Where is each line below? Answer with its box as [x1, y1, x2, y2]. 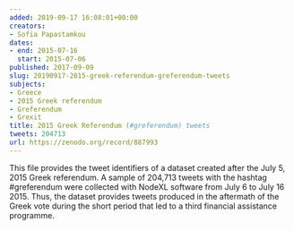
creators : [9, 21, 47, 30]
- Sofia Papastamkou [9, 30, 87, 38]
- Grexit [9, 113, 42, 122]
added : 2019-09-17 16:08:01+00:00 [9, 13, 139, 22]
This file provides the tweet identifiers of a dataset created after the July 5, [9, 162, 286, 173]
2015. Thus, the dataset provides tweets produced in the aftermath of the [9, 191, 280, 201]
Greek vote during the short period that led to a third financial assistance [9, 200, 278, 211]
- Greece [9, 88, 42, 97]
